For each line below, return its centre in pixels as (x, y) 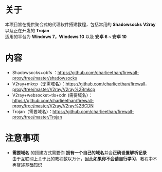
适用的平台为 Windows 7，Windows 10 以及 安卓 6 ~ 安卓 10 (66, 37)
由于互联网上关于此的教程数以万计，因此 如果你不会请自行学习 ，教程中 (82, 158)
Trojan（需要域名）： (32, 111)
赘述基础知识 (29, 165)
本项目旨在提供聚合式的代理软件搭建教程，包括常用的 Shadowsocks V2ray (80, 24)
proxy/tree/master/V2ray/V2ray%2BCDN (53, 106)
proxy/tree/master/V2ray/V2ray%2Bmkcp (54, 89)
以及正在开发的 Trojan (27, 30)
